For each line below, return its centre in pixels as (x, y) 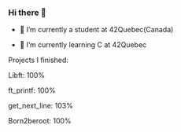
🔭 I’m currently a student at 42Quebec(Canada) (96, 30)
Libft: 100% (27, 75)
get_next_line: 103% (41, 106)
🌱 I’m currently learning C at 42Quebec (83, 45)
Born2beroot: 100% (40, 121)
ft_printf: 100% (32, 90)
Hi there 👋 (28, 13)
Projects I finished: (39, 60)
